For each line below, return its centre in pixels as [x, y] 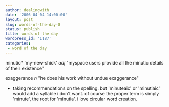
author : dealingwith [27, 10]
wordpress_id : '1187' [28, 39]
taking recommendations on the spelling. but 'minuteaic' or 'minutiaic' [86, 88]
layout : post [19, 19]
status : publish [23, 29]
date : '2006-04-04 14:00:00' [36, 15]
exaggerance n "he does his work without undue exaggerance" [72, 78]
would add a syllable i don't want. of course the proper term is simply [86, 93]
